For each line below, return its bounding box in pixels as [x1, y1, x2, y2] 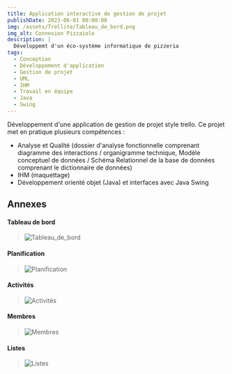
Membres [7, 312, 36, 321]
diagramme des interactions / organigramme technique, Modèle [17, 148, 201, 157]
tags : [7, 50, 23, 57]
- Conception [13, 56, 52, 63]
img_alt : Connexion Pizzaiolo [7, 29, 95, 37]
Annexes [7, 198, 47, 210]
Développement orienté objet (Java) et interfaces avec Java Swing [17, 178, 209, 186]
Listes [7, 343, 26, 352]
